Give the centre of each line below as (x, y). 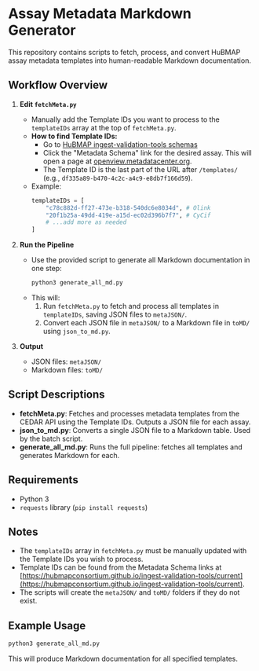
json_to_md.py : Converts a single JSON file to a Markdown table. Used (135, 430)
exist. (28, 601)
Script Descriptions (57, 395)
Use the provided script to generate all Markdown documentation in (140, 260)
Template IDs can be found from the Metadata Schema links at (120, 567)
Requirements (43, 480)
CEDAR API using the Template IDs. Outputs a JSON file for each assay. (135, 422)
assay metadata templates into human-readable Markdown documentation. (129, 60)
